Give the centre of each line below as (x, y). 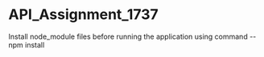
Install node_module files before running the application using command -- (132, 36)
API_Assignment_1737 (83, 15)
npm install (27, 44)
